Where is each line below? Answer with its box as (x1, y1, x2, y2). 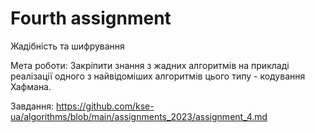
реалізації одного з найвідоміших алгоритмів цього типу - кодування (10, 70, 306, 82)
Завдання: (10, 100, 55, 112)
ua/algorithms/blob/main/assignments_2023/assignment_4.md (10, 110, 268, 122)
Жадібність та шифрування (10, 40, 125, 52)
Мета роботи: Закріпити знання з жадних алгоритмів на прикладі (10, 59, 290, 71)
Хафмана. (10, 80, 52, 92)
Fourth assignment (10, 7, 172, 30)
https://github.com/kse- (56, 100, 155, 112)
